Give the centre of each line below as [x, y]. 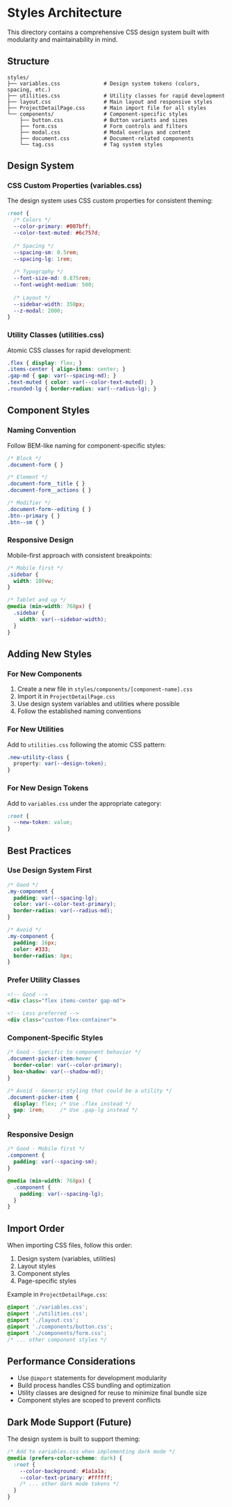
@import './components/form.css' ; [57, 1333]
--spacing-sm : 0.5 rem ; [46, 252]
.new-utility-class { [39, 757]
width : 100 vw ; [34, 581]
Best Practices [39, 851]
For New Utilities [36, 729]
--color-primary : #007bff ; [52, 227]
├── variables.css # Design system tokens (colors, [103, 84]
